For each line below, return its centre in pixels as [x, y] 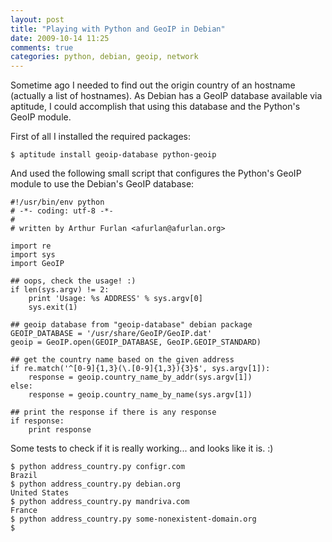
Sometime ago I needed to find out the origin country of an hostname [153, 85]
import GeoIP [37, 264]
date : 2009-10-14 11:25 [60, 38]
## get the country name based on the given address [122, 360]
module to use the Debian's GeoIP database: [102, 184]
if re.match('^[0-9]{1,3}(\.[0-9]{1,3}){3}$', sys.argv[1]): [140, 369]
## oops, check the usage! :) [73, 281]
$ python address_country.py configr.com [98, 467]
